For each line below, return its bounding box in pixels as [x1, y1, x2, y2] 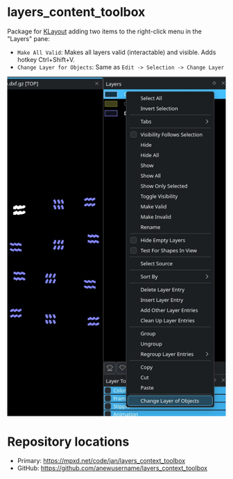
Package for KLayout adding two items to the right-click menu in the [7, 27, 202, 35]
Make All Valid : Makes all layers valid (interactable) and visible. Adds [17, 48, 216, 56]
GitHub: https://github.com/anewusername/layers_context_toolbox [17, 464, 208, 473]
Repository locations [7, 434, 130, 449]
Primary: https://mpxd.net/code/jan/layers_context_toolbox [17, 457, 186, 465]
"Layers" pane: [7, 34, 51, 42]
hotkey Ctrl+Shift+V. [17, 55, 75, 63]
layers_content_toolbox [7, 4, 146, 20]
